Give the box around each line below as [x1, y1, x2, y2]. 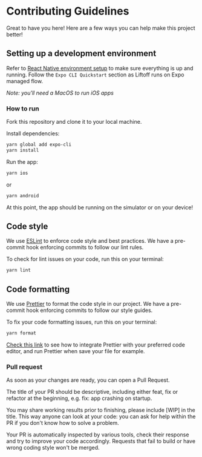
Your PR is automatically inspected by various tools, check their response [6, 431, 189, 438]
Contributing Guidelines [6, 4, 129, 18]
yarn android [6, 192, 39, 198]
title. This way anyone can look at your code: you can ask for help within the [6, 413, 196, 420]
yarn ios [6, 170, 28, 176]
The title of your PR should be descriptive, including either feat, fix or [6, 388, 178, 396]
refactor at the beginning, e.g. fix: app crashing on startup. [6, 394, 152, 402]
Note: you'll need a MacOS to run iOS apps [6, 89, 114, 96]
